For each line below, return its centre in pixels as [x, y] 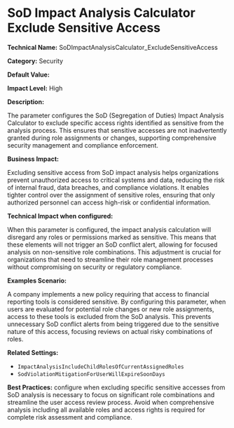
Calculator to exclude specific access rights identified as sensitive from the [116, 123]
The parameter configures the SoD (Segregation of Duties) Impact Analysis [116, 115]
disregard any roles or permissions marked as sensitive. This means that [112, 237]
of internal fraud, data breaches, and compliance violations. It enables [108, 187]
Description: [26, 102]
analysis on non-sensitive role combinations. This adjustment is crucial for [114, 252]
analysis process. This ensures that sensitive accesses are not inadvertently [117, 130]
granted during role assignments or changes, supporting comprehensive [112, 138]
